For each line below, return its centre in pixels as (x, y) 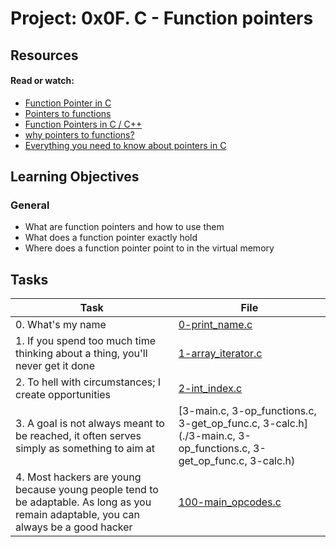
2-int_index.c (210, 389)
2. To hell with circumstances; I (88, 382)
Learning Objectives (75, 177)
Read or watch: (42, 81)
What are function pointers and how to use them (124, 227)
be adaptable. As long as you (83, 502)
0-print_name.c (215, 325)
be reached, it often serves (78, 436)
